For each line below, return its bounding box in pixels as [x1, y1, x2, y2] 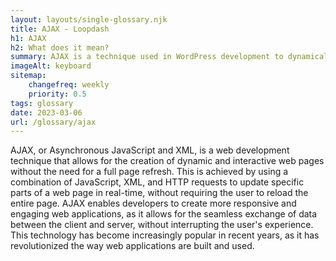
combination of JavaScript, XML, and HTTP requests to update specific [10, 176, 305, 188]
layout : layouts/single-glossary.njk [10, 14, 168, 25]
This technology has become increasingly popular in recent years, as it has [10, 229, 320, 241]
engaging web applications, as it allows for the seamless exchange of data [10, 208, 318, 220]
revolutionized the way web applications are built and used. [10, 240, 255, 252]
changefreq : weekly [28, 80, 110, 90]
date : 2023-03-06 [10, 107, 83, 118]
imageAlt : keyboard [10, 61, 92, 71]
